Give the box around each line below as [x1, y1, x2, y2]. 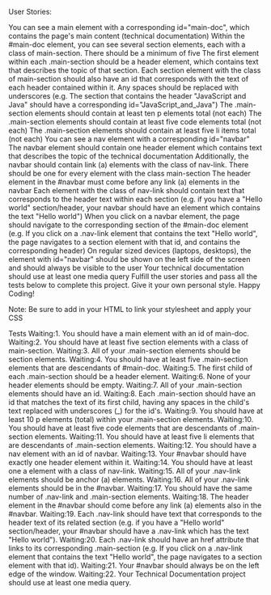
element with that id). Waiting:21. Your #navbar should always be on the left [8, 561, 260, 570]
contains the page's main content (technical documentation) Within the [8, 32, 245, 40]
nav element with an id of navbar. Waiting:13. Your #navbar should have [8, 449, 247, 458]
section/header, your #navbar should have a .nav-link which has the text [8, 526, 249, 536]
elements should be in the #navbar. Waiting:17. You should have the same [8, 483, 252, 492]
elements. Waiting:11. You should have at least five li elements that [35, 432, 255, 441]
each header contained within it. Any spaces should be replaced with [8, 82, 239, 92]
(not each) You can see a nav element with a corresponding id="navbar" [8, 134, 251, 144]
